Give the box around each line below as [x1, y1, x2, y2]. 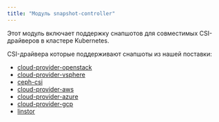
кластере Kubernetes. [45, 36, 109, 45]
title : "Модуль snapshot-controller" [7, 10, 116, 17]
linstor [17, 107, 36, 115]
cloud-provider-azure [17, 92, 79, 101]
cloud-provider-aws [17, 85, 74, 93]
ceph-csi [17, 77, 43, 86]
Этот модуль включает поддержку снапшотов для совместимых [7, 29, 198, 37]
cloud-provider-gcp [17, 99, 74, 108]
